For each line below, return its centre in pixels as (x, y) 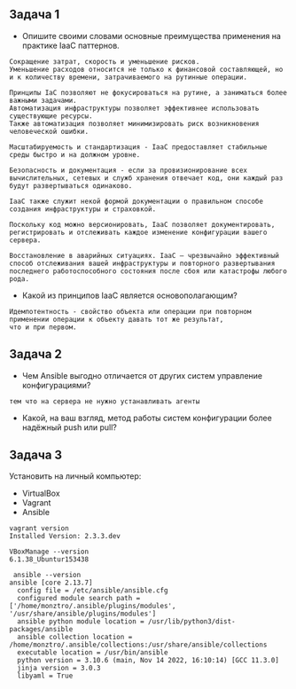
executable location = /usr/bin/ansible (93, 653)
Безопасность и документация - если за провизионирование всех (129, 170)
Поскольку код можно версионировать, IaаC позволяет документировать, (142, 224)
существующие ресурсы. (51, 116)
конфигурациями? (56, 385)
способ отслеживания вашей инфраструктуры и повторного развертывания (142, 263)
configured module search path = (79, 599)
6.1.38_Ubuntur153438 (49, 560)
